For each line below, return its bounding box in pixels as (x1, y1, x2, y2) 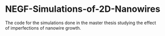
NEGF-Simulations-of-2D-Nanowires (5, 3, 161, 15)
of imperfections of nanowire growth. (5, 25, 81, 31)
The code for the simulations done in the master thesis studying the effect (5, 20, 156, 26)
